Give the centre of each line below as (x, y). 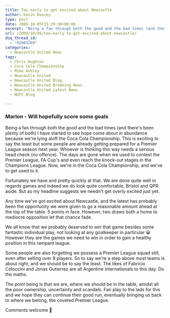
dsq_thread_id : (21, 38)
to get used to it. (22, 170)
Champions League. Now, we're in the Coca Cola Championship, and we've (84, 165)
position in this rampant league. (38, 243)
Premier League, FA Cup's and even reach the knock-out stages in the (78, 160)
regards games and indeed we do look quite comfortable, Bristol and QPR (82, 186)
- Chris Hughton (27, 62)
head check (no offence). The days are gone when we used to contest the (82, 154)
